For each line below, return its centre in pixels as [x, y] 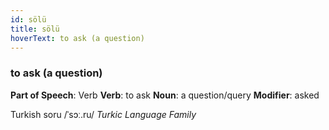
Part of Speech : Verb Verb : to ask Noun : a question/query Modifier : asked [165, 95]
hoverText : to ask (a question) [77, 38]
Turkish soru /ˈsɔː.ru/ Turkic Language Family [103, 114]
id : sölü [28, 19]
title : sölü [35, 29]
